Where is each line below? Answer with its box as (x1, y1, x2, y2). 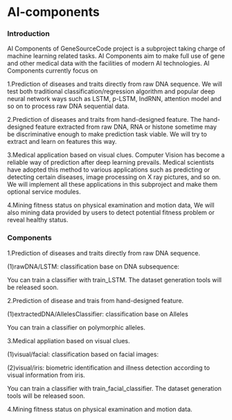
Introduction (7, 29, 50, 39)
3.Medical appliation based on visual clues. (7, 336, 130, 345)
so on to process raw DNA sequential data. (7, 102, 130, 111)
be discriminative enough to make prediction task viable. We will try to (7, 130, 208, 138)
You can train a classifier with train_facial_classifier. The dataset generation (7, 384, 222, 392)
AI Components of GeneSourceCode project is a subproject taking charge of (7, 44, 226, 53)
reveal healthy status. (7, 216, 69, 224)
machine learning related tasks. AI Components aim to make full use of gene (7, 52, 225, 60)
